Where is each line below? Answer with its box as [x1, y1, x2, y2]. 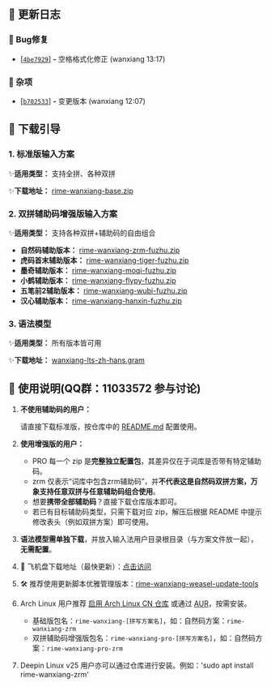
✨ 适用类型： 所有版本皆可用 [8, 338, 102, 348]
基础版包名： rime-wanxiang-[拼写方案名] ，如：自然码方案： [32, 616, 227, 626]
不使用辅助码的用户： [19, 405, 91, 414]
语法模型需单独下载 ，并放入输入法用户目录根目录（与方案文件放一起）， [19, 535, 258, 544]
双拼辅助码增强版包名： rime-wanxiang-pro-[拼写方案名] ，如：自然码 [32, 633, 256, 643]
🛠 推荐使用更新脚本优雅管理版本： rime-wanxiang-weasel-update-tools [19, 579, 259, 589]
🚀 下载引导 [8, 122, 61, 136]
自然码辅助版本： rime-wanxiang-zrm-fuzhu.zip [19, 245, 180, 255]
